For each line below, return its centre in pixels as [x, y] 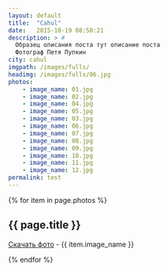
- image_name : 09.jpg [58, 148]
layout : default [35, 15]
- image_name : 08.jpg [58, 141]
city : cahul [28, 60]
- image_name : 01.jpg [58, 89]
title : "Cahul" [35, 23]
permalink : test [35, 178]
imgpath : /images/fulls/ [49, 67]
